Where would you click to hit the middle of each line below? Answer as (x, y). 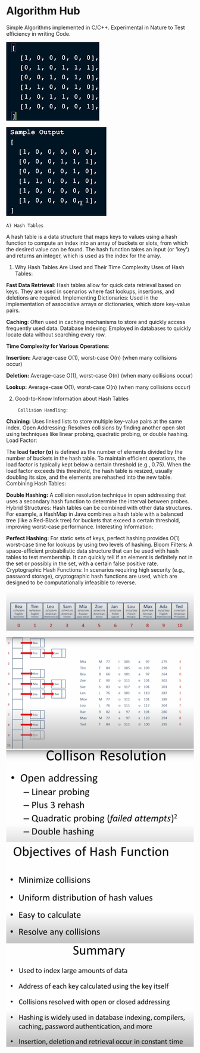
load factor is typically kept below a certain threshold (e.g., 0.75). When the (99, 464)
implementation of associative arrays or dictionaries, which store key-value (98, 304)
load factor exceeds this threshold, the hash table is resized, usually (89, 471)
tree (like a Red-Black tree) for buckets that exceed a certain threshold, (93, 520)
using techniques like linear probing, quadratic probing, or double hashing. (98, 434)
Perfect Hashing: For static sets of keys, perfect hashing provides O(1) (93, 538)
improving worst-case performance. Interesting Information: (80, 526)
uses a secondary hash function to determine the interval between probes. (98, 501)
